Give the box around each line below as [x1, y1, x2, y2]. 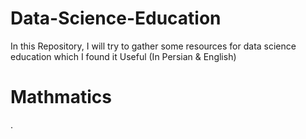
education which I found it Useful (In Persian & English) [10, 50, 237, 62]
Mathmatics [10, 86, 112, 109]
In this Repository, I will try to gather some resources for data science [10, 40, 297, 52]
